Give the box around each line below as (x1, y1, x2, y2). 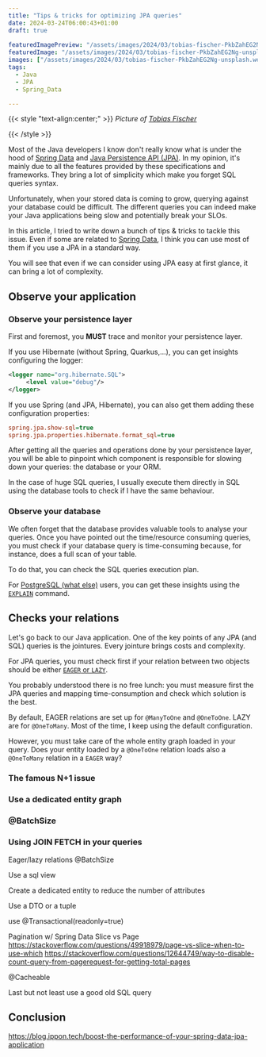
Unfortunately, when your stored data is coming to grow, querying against (8, 194, 249, 203)
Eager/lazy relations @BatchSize (8, 855, 115, 864)
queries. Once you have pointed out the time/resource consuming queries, (8, 532, 252, 542)
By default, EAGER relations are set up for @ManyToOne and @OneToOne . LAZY (8, 712, 251, 722)
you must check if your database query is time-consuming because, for (8, 540, 242, 550)
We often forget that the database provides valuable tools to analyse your (8, 524, 248, 533)
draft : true (8, 26, 47, 34)
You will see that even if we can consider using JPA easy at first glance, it (8, 259, 248, 268)
